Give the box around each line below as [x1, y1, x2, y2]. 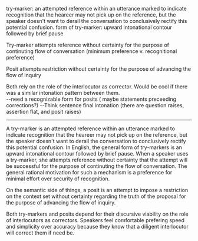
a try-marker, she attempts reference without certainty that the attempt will [6, 156, 187, 163]
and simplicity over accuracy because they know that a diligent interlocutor [6, 223, 189, 230]
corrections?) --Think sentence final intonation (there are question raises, [6, 102, 184, 108]
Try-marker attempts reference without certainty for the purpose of [6, 41, 170, 48]
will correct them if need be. [6, 229, 75, 236]
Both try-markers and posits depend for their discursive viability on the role [6, 210, 189, 217]
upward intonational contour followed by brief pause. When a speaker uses [6, 150, 189, 157]
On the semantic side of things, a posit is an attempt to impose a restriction [6, 187, 189, 193]
